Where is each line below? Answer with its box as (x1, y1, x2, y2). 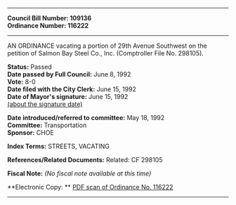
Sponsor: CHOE (7, 128, 54, 137)
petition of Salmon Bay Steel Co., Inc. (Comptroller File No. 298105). (7, 49, 204, 57)
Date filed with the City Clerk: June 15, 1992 (7, 85, 137, 93)
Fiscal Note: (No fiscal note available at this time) (7, 169, 152, 178)
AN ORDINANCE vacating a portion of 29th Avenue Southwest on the (7, 41, 207, 50)
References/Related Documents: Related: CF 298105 (7, 156, 163, 164)
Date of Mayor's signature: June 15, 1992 (7, 93, 129, 100)
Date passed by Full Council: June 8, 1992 (7, 70, 131, 78)
